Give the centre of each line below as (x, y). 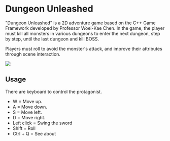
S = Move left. (27, 112)
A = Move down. (30, 107)
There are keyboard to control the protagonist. (54, 91)
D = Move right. (29, 117)
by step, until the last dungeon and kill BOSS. (52, 39)
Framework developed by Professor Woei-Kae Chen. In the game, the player (85, 28)
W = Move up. (27, 101)
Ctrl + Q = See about (34, 133)
